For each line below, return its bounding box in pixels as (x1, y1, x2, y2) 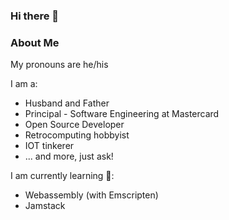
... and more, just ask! (24, 150, 114, 163)
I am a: (10, 78, 38, 90)
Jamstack (24, 200, 66, 212)
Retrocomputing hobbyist (24, 129, 130, 141)
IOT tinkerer (24, 140, 75, 152)
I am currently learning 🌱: (10, 170, 115, 182)
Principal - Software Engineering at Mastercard (24, 108, 220, 120)
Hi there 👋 (10, 9, 60, 23)
